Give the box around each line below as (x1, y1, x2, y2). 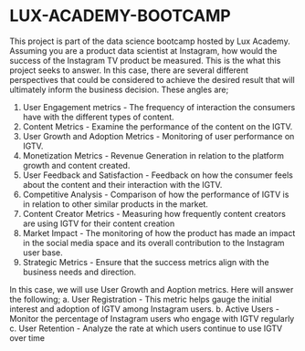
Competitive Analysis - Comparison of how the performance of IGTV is (22, 189, 289, 200)
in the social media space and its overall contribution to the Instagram (22, 237, 285, 248)
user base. (22, 247, 63, 258)
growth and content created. (22, 160, 131, 170)
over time (9, 332, 46, 343)
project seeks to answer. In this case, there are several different (9, 65, 249, 76)
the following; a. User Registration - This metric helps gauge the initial (9, 294, 272, 305)
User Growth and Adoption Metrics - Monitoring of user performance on (22, 130, 295, 141)
